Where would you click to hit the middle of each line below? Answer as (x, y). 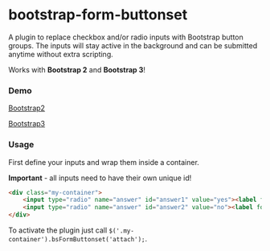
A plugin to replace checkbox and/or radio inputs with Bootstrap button (126, 37)
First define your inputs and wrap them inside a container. (104, 162)
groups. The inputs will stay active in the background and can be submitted (133, 45)
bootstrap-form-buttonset (98, 15)
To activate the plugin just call (58, 230)
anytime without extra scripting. (61, 54)
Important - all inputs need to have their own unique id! (100, 178)
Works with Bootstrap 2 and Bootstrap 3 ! (77, 69)
